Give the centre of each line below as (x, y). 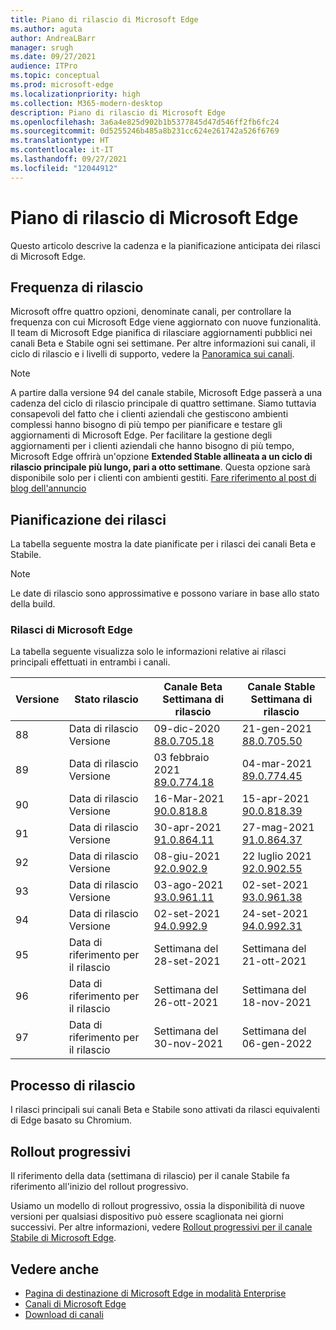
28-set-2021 (187, 961)
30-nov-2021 (188, 1044)
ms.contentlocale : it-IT (62, 150)
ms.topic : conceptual (55, 76)
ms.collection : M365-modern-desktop (86, 103)
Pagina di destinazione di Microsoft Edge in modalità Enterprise (155, 1293)
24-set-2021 (275, 914)
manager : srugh (42, 47)
